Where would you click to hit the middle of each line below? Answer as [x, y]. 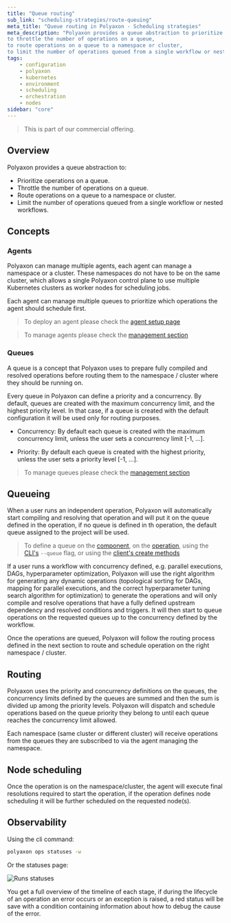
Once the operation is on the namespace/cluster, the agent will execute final [115, 786]
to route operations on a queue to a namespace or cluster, [95, 45]
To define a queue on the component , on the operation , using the [116, 546]
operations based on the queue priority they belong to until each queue [108, 713]
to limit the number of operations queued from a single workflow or [109, 52]
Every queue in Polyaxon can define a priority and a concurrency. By [104, 395]
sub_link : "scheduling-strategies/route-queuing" [80, 20]
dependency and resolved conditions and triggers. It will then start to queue [114, 610]
